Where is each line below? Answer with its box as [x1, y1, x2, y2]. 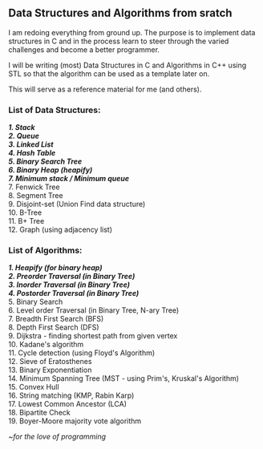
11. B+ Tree [8, 216, 45, 226]
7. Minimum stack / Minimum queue [8, 174, 130, 184]
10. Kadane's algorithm [8, 340, 84, 350]
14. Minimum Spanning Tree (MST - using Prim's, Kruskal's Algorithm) [8, 374, 239, 383]
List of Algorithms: [8, 245, 83, 256]
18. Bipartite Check [8, 408, 71, 418]
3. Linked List [8, 140, 54, 149]
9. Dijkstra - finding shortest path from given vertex [8, 331, 178, 341]
